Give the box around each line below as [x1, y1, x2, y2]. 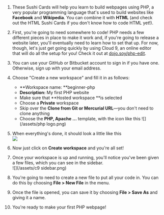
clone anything [19, 110, 50, 116]
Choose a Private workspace [19, 100, 79, 106]
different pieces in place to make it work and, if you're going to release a [12, 35, 159, 40]
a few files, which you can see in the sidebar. [12, 160, 104, 166]
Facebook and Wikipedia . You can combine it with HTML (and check [12, 15, 153, 20]
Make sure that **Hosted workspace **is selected [19, 95, 122, 101]
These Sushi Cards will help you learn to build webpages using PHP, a [12, 4, 154, 10]
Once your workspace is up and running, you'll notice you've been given [12, 155, 159, 160]
